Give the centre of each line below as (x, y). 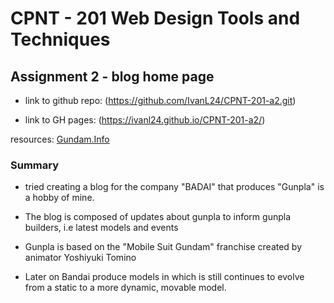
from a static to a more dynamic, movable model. (125, 288)
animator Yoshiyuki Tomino (80, 258)
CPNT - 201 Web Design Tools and (155, 18)
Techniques (60, 39)
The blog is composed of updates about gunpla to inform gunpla (158, 217)
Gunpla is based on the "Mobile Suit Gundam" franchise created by (163, 247)
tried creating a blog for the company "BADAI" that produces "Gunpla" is (174, 187)
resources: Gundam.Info (60, 139)
